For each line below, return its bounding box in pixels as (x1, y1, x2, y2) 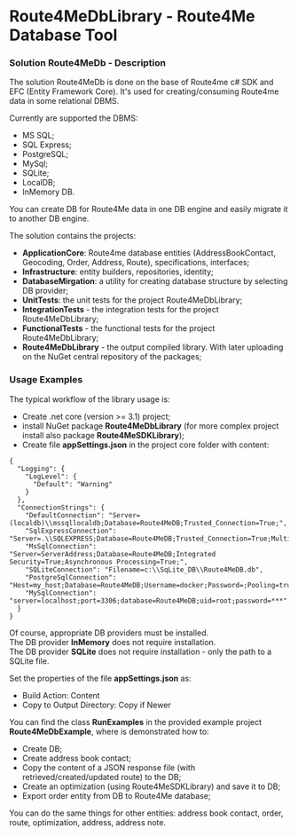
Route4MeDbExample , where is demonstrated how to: (9, 726, 210, 737)
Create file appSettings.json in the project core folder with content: (21, 439, 270, 450)
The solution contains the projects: (9, 231, 136, 241)
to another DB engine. (9, 213, 90, 224)
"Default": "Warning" (32, 479, 114, 489)
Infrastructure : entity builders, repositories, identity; (21, 266, 215, 277)
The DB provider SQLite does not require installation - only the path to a (9, 646, 272, 657)
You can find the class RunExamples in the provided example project (9, 716, 263, 727)
